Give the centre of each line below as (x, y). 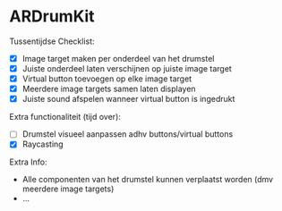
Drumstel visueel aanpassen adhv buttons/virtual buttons (128, 134)
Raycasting (43, 144)
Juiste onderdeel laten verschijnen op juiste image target (127, 68)
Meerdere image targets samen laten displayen (109, 89)
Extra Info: (28, 162)
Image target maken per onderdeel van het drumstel (118, 58)
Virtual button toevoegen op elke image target (107, 79)
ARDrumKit (52, 17)
